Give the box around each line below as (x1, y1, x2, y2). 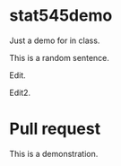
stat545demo (9, 5, 113, 26)
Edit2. (9, 87, 31, 98)
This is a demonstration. (9, 148, 99, 159)
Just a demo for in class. (9, 35, 100, 46)
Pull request (9, 118, 101, 139)
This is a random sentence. (9, 52, 110, 63)
